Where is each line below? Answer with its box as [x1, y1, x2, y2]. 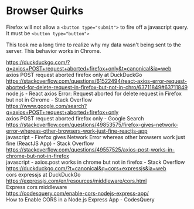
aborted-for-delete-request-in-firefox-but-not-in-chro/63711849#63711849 [6, 83, 188, 90]
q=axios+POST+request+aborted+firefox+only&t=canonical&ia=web [6, 65, 172, 72]
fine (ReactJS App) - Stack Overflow [6, 140, 94, 147]
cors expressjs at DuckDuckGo [6, 171, 81, 178]
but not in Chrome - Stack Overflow [6, 96, 93, 103]
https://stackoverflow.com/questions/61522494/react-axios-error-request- [6, 77, 188, 85]
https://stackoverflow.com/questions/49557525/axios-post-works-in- [6, 146, 175, 153]
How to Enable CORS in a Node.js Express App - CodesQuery [6, 195, 155, 203]
